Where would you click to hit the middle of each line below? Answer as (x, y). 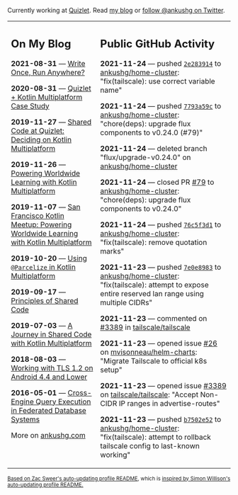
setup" (111, 370)
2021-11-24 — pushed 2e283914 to (161, 63)
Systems (25, 419)
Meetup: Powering (41, 224)
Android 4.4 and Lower (49, 377)
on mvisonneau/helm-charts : (149, 352)
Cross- (80, 392)
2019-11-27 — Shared (51, 122)
